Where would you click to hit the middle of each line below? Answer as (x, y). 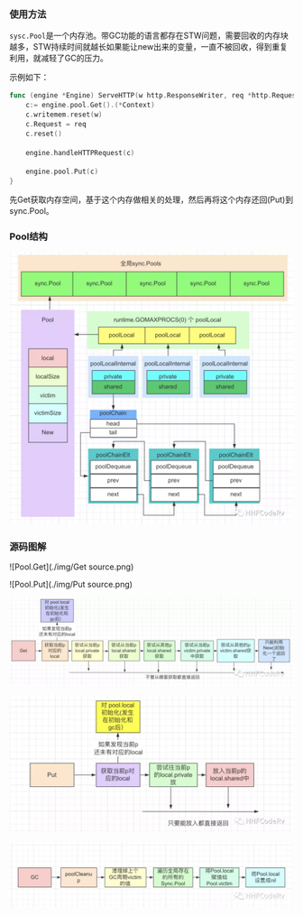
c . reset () (44, 134)
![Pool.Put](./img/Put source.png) (71, 584)
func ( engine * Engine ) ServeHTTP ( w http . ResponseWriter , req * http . (141, 96)
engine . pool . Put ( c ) (62, 172)
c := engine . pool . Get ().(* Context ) (90, 106)
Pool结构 (28, 236)
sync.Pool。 (32, 211)
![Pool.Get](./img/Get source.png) (72, 567)
